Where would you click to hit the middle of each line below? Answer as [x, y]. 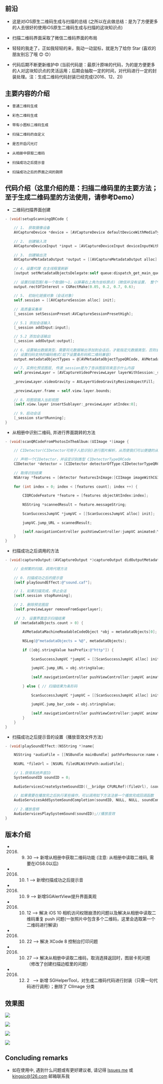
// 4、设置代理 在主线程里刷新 [41, 269]
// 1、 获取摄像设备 [32, 228]
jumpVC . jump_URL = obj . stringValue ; [68, 668]
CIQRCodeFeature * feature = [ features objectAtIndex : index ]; [86, 496]
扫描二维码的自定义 [28, 134]
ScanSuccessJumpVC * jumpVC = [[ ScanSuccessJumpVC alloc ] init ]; [89, 514]
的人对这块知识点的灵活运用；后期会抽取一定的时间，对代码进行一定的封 [84, 71]
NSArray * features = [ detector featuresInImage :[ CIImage [73, 478]
